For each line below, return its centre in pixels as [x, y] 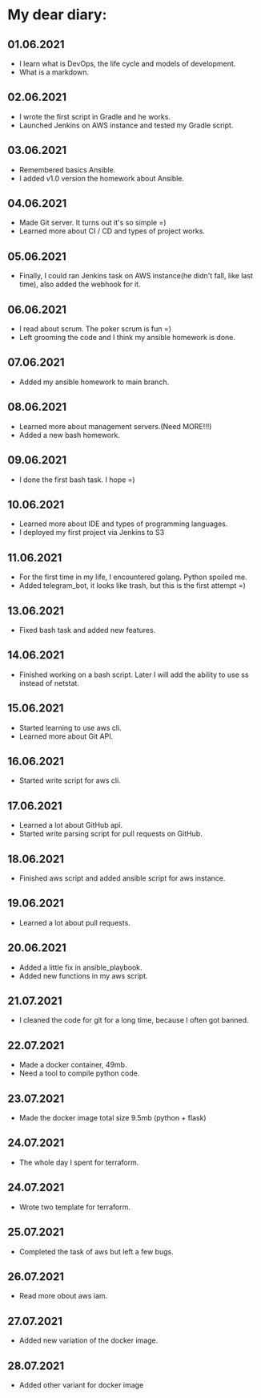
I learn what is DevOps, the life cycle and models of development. [127, 63]
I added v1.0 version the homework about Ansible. [102, 178]
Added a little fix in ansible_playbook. [80, 967]
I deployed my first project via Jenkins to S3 [92, 533]
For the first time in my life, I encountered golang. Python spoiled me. [133, 577]
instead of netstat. [49, 683]
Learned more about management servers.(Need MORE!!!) [115, 426]
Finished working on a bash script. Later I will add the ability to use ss [134, 675]
